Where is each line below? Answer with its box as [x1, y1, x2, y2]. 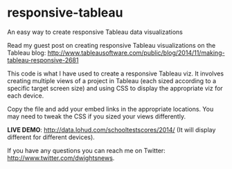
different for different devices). [7, 133, 95, 141]
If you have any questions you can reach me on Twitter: [7, 146, 166, 154]
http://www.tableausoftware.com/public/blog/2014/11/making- [47, 48, 225, 57]
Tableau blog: [7, 48, 46, 57]
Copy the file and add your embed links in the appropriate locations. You [7, 105, 214, 113]
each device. [7, 91, 44, 100]
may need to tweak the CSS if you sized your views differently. [7, 112, 186, 121]
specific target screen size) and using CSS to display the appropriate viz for [7, 84, 223, 92]
